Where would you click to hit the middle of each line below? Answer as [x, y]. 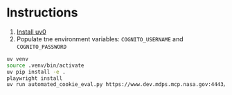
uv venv [18, 59]
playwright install [35, 78]
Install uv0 [31, 32]
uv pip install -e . [36, 72]
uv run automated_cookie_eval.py [55, 85]
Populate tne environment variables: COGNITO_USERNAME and [100, 39]
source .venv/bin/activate [45, 65]
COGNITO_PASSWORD [42, 47]
